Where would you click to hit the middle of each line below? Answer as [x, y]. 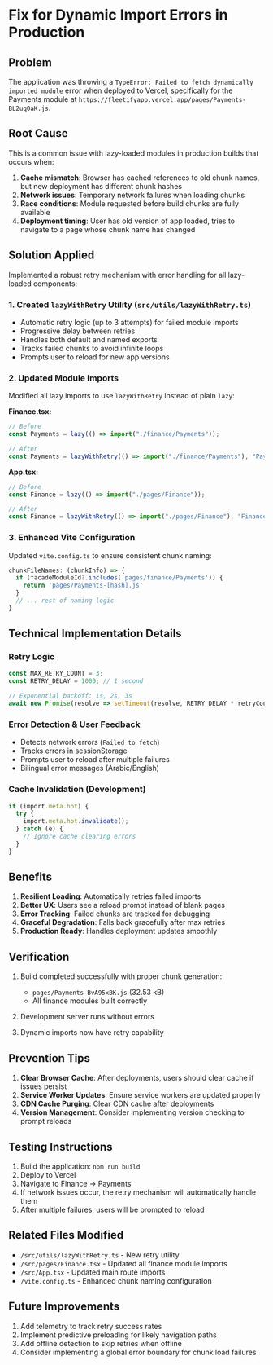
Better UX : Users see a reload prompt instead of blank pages [123, 905]
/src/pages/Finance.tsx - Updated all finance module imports [123, 1263]
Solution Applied [52, 255]
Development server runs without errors [87, 1017]
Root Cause [39, 133]
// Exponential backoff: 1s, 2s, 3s [70, 696]
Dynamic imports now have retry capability [92, 1033]
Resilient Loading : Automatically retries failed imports [110, 896]
